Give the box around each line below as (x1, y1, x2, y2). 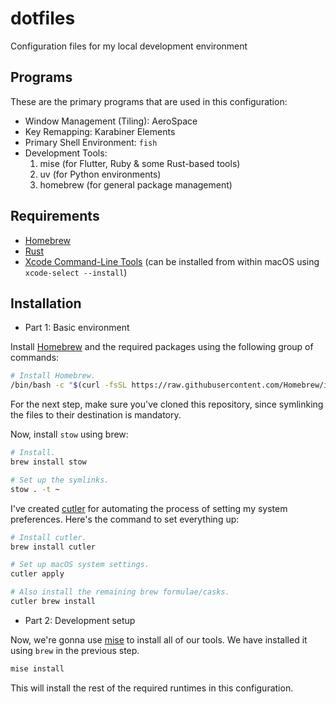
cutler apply (10, 569, 65, 579)
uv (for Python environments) (39, 168, 162, 180)
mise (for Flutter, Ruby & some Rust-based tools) (39, 157, 241, 169)
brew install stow (10, 457, 87, 467)
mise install (10, 663, 65, 674)
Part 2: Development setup (24, 614, 136, 626)
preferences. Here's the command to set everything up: (10, 513, 240, 525)
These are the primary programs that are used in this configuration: (10, 95, 288, 107)
